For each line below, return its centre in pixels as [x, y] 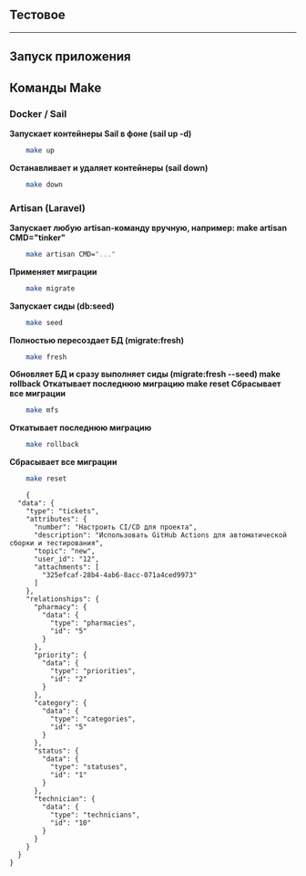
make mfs [42, 410]
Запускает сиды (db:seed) [62, 306]
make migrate [51, 288]
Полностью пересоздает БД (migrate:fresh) [97, 340]
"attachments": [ [66, 567]
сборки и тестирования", [56, 544]
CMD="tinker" [37, 237]
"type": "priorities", [93, 671]
